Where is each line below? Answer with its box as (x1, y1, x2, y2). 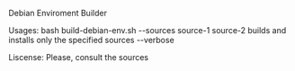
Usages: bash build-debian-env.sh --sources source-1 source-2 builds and (8, 25, 287, 35)
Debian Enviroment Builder (8, 8, 107, 18)
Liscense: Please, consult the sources (8, 52, 149, 62)
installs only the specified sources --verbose (8, 35, 174, 45)
